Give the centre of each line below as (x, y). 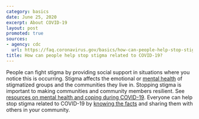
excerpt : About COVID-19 (37, 22)
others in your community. (38, 110)
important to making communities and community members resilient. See (95, 91)
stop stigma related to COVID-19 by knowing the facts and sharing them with (99, 103)
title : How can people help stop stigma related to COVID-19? (84, 55)
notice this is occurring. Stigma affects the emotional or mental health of (94, 78)
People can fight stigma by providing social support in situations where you (98, 72)
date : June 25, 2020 (32, 17)
